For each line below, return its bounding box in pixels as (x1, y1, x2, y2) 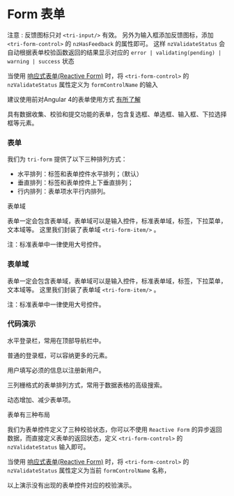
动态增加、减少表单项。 (7, 395, 75, 404)
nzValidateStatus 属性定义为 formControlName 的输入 (7, 80, 158, 88)
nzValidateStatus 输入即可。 (7, 442, 90, 451)
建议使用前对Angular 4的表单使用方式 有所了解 (7, 95, 141, 103)
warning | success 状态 (7, 56, 75, 65)
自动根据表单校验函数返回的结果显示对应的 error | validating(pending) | (7, 48, 221, 56)
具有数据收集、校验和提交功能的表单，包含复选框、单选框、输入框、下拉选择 (7, 109, 227, 118)
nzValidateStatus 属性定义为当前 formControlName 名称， (7, 466, 171, 474)
